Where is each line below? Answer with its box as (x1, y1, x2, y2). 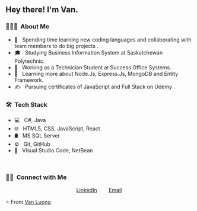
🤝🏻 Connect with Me (5, 173, 67, 181)
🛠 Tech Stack (5, 100, 48, 108)
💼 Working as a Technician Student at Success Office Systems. (14, 63, 171, 71)
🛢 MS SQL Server (14, 132, 61, 139)
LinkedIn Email (76, 187, 122, 194)
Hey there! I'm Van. (5, 5, 78, 15)
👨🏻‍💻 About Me (5, 23, 50, 31)
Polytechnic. (14, 57, 45, 65)
